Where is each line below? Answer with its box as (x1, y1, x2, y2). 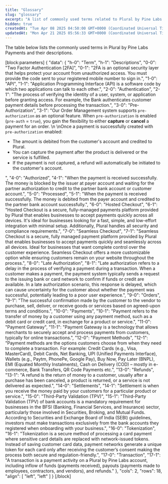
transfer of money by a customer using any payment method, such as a (5, 313, 152, 319)
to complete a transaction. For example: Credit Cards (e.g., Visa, (5, 346, 137, 351)
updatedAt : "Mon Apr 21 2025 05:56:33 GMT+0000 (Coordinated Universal (5, 31, 157, 36)
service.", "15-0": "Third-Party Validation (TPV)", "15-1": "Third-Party (5, 393, 146, 399)
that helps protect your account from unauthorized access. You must (5, 70, 147, 76)
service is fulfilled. (12, 154, 50, 160)
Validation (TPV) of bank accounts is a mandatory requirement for (5, 399, 141, 404)
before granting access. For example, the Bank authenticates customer (5, 97, 151, 103)
